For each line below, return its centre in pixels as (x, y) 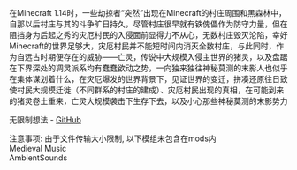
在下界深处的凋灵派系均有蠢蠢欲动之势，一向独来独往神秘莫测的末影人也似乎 (148, 68)
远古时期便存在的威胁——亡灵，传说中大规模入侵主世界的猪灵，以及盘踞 (156, 57)
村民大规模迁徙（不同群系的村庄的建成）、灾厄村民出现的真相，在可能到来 (150, 90)
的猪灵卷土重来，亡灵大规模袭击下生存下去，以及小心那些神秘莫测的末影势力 (148, 101)
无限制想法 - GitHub (45, 120)
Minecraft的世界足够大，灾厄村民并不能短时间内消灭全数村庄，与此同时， (143, 46)
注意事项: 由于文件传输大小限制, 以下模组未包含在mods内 (113, 138)
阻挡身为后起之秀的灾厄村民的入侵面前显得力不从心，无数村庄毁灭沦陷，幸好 (148, 35)
